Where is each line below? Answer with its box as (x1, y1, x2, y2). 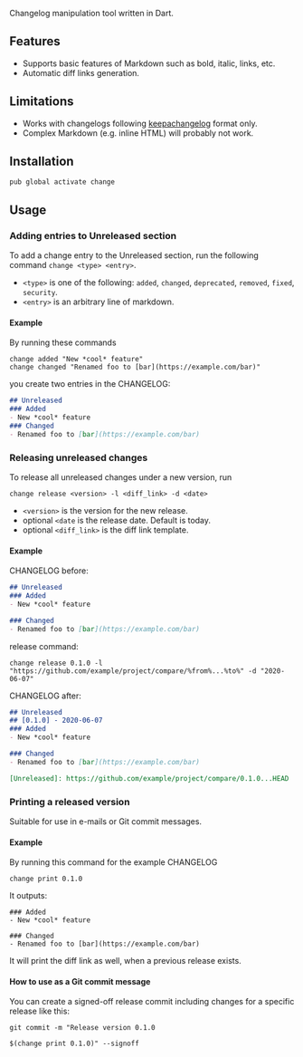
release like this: (9, 1005, 71, 1017)
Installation (9, 154, 74, 169)
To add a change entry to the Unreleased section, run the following (9, 250, 260, 261)
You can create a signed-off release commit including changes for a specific (9, 996, 295, 1007)
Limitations (9, 94, 74, 110)
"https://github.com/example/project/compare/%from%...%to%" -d (9, 666, 257, 676)
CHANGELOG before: (9, 565, 89, 576)
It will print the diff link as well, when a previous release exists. (9, 956, 241, 966)
